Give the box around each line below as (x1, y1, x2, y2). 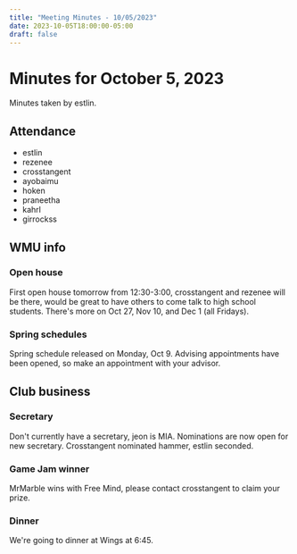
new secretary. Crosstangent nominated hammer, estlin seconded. (9, 440, 254, 451)
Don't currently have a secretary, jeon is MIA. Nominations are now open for (9, 431, 289, 441)
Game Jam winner (9, 462, 90, 474)
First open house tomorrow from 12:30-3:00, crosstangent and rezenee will (9, 287, 285, 298)
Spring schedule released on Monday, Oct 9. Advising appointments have (9, 348, 279, 359)
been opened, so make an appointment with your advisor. (9, 358, 221, 369)
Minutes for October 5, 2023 (9, 68, 225, 88)
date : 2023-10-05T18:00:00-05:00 (9, 21, 134, 30)
